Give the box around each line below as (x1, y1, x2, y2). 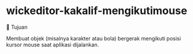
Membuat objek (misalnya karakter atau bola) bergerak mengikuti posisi (6, 35, 181, 42)
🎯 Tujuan (6, 23, 28, 31)
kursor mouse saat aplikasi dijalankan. (6, 41, 99, 48)
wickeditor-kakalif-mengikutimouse (6, 4, 188, 18)
